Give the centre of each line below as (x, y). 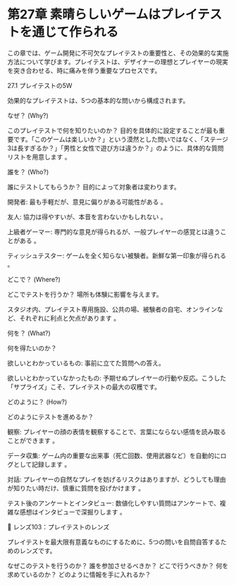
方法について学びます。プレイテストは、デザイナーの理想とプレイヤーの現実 (118, 61)
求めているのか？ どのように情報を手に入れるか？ (79, 574)
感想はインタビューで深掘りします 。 (73, 512)
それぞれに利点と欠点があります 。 (70, 318)
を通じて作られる (69, 32)
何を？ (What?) (29, 333)
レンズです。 (38, 550)
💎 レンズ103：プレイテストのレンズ (58, 526)
